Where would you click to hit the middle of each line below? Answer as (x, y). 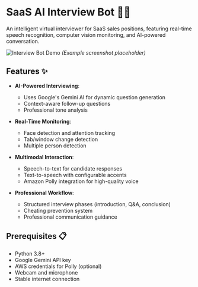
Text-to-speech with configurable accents (75, 175)
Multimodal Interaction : (44, 157)
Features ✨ (27, 72)
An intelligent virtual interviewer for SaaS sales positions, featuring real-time (99, 29)
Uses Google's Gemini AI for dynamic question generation (95, 97)
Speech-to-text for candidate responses (73, 168)
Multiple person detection (55, 146)
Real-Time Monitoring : (43, 121)
